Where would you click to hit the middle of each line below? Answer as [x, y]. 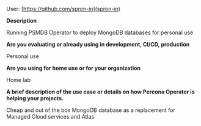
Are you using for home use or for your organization [74, 68]
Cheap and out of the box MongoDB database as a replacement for [91, 110]
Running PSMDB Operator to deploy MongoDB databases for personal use [100, 32]
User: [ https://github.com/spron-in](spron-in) [64, 9]
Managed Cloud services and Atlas [50, 117]
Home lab [18, 80]
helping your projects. [35, 98]
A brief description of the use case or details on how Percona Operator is [100, 92]
